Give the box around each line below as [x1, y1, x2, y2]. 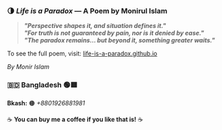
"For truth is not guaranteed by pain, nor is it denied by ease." [23, 29, 204, 37]
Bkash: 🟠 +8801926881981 [7, 99, 86, 107]
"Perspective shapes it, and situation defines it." [23, 22, 166, 30]
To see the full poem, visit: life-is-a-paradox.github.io [7, 49, 158, 57]
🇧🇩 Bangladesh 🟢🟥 [7, 80, 77, 90]
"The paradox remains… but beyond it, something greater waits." [23, 36, 215, 44]
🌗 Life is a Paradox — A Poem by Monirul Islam [7, 6, 168, 16]
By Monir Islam [7, 63, 50, 71]
